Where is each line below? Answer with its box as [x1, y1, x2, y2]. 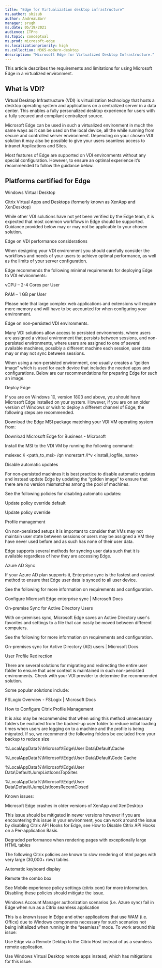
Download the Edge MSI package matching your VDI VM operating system [5, 419, 153, 425]
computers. [5, 625, 28, 631]
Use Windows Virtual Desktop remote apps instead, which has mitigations [5, 953, 152, 959]
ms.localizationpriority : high [5, 43, 68, 48]
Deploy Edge [5, 385, 30, 390]
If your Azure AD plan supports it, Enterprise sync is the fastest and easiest [5, 572, 155, 577]
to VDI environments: [5, 272, 47, 278]
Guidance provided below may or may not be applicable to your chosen [5, 224, 147, 229]
